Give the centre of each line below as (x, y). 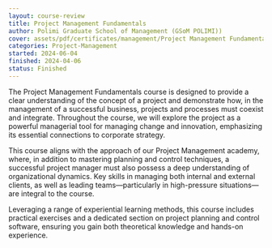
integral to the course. (57, 193)
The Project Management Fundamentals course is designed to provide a (129, 92)
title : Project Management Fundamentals (78, 24)
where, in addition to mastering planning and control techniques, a (119, 159)
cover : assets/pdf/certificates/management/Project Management (117, 38)
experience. (28, 235)
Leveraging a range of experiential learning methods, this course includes (132, 209)
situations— (239, 185)
